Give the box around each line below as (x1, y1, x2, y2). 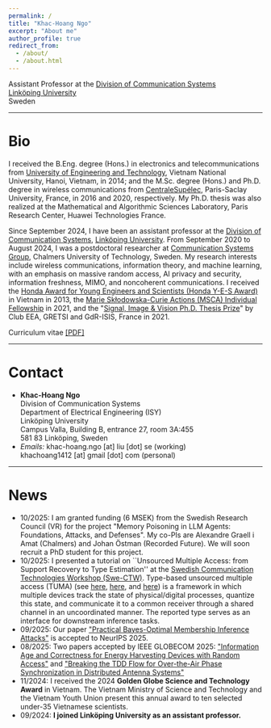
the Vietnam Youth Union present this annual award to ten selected (19, 692, 243, 703)
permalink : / (8, 11, 52, 20)
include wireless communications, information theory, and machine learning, (8, 260, 262, 270)
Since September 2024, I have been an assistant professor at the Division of (8, 225, 262, 235)
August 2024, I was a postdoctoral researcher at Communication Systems (8, 243, 254, 253)
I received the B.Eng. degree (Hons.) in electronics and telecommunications (8, 158, 260, 168)
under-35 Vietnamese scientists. (19, 701, 129, 711)
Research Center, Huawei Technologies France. (8, 210, 167, 220)
